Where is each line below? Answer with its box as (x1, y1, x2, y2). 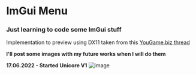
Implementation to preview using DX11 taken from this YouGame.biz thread (6, 39, 190, 46)
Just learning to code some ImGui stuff (6, 26, 122, 34)
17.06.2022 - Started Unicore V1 (6, 62, 88, 69)
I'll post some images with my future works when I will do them (6, 51, 166, 58)
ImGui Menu (6, 4, 68, 18)
